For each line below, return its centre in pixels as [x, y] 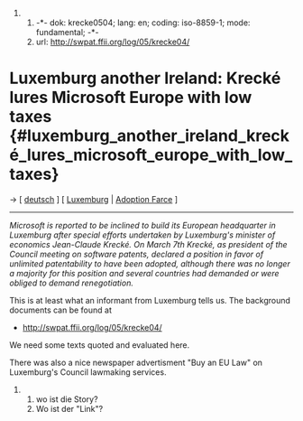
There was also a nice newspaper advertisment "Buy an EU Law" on [136, 362]
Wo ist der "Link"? [69, 408]
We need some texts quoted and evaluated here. [100, 345]
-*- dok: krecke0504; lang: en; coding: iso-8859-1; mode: [143, 23]
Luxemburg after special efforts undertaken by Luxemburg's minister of [142, 235]
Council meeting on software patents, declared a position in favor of [137, 254]
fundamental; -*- [67, 32]
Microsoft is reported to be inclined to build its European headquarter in [143, 225]
